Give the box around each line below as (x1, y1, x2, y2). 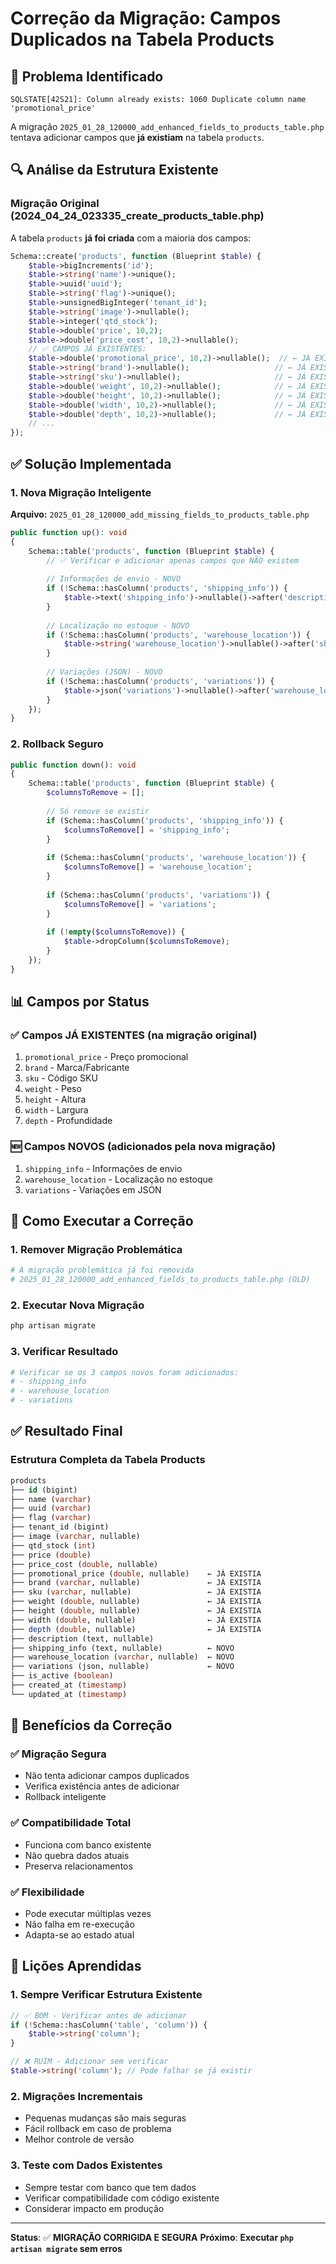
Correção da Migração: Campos (10, 7, 282, 30)
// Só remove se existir (46, 806, 150, 816)
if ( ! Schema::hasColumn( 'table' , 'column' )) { (10, 2020, 208, 2030)
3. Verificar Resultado (10, 1345, 119, 1359)
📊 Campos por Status (10, 993, 150, 1011)
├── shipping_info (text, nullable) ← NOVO (10, 1643, 235, 1653)
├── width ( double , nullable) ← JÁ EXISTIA (10, 1615, 262, 1625)
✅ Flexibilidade (10, 1885, 85, 1899)
